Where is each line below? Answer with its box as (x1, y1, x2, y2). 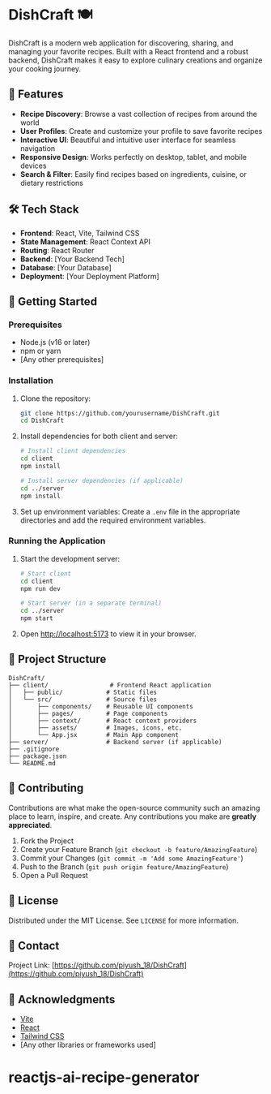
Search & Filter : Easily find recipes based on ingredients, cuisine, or (19, 169, 247, 179)
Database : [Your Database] (19, 262, 112, 272)
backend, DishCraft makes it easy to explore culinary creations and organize (8, 55, 263, 65)
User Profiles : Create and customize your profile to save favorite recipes (19, 126, 263, 136)
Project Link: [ (8, 960, 55, 970)
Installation (8, 375, 54, 386)
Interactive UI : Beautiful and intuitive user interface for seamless (19, 135, 236, 144)
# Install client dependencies (19, 447, 126, 455)
